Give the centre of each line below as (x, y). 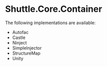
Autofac (20, 32)
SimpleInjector (27, 48)
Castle (19, 37)
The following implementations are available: (51, 23)
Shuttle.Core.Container (54, 9)
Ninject (19, 42)
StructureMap (26, 53)
